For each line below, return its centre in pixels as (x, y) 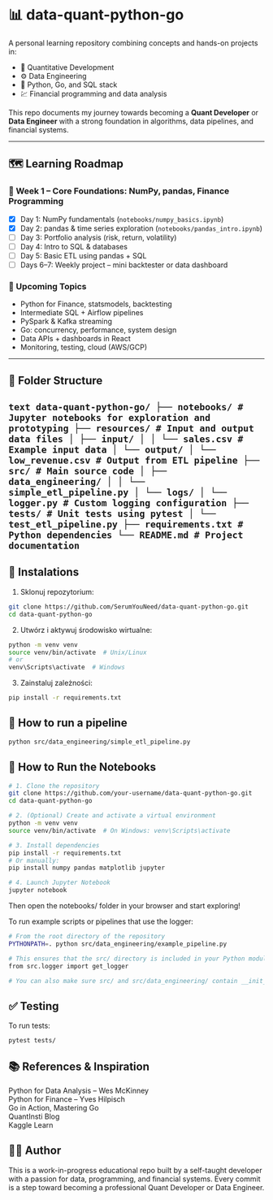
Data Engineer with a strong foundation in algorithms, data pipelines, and (131, 121)
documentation (44, 546)
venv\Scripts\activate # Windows (67, 667)
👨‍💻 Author (35, 1151)
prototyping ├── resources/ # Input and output (131, 429)
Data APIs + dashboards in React (76, 339)
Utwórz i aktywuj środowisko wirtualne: (86, 630)
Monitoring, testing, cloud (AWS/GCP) (84, 347)
